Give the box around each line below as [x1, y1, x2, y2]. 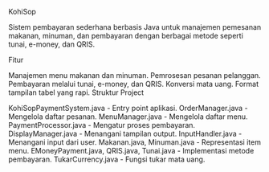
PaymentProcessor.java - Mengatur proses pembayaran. [8, 121, 195, 129]
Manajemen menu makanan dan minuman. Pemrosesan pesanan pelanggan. [8, 71, 261, 80]
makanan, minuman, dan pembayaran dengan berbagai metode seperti [8, 31, 243, 40]
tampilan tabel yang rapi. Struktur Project [8, 88, 145, 97]
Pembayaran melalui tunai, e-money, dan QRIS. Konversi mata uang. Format [8, 80, 259, 88]
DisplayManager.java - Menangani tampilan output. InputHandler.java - [8, 129, 243, 138]
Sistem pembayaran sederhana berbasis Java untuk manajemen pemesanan [8, 23, 262, 31]
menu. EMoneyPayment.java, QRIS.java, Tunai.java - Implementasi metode [8, 146, 255, 155]
